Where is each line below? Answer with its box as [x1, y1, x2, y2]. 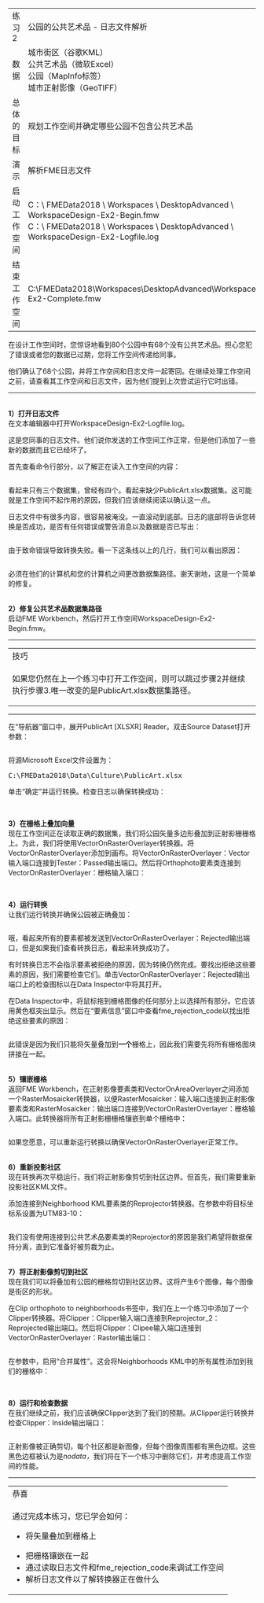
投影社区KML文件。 [8, 1182, 71, 1191]
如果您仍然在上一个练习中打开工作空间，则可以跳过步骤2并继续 [12, 673, 246, 684]
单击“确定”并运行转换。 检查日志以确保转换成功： [8, 787, 167, 796]
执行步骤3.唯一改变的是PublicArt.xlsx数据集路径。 [12, 685, 196, 695]
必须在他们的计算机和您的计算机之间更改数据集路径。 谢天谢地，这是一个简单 [8, 569, 256, 578]
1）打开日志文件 [8, 409, 60, 418]
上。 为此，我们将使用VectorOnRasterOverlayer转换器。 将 [8, 838, 195, 848]
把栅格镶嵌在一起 [25, 1550, 89, 1561]
